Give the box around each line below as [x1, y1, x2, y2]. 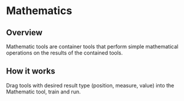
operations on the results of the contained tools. [6, 49, 123, 56]
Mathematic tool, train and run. [6, 88, 81, 95]
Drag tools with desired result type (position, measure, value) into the [6, 82, 175, 89]
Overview [6, 28, 43, 38]
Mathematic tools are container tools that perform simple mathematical [6, 43, 179, 50]
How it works [6, 66, 55, 76]
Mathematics [6, 4, 73, 18]
